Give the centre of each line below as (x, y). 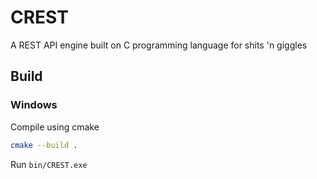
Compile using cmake (55, 127)
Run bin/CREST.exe (49, 164)
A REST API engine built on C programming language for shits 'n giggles (159, 45)
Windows (34, 105)
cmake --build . (44, 145)
